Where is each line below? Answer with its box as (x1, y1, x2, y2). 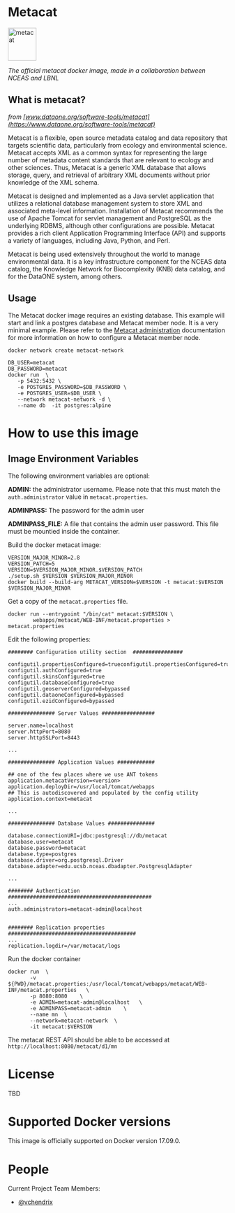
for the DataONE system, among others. (8, 272, 123, 281)
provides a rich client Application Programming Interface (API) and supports (8, 229, 226, 237)
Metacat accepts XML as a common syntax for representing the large (8, 148, 208, 157)
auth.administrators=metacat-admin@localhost (8, 905, 142, 913)
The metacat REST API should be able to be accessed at (8, 1035, 170, 1044)
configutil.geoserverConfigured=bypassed (8, 685, 130, 693)
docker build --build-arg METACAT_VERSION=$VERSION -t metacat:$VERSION (8, 579, 224, 586)
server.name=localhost (8, 722, 74, 729)
